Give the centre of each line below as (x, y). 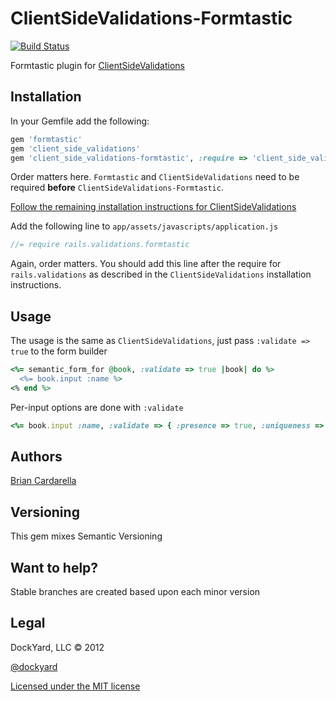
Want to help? (54, 567)
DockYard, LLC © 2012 (57, 647)
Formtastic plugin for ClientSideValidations (97, 65)
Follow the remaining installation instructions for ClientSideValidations (153, 207)
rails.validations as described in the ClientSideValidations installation (161, 274)
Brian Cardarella (43, 481)
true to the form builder (59, 351)
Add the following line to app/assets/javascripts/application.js (144, 226)
